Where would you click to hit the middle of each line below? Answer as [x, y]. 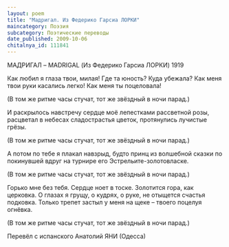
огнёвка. [20, 210]
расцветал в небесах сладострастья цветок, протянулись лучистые [107, 120]
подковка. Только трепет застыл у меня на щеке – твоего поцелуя [105, 202]
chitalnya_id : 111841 [38, 45]
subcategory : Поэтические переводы [58, 33]
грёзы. [17, 127]
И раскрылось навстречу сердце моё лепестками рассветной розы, [108, 112]
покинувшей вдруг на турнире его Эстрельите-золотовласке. [98, 161]
